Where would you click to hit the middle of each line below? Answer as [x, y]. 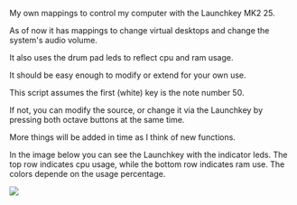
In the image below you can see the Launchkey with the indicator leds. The [148, 154]
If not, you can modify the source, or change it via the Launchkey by [136, 110]
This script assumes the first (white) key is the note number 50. [127, 93]
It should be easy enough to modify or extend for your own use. [128, 75]
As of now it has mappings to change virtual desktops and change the [139, 30]
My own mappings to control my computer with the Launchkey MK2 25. [142, 13]
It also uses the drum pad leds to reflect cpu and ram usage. [121, 57]
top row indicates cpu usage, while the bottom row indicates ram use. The [147, 164]
